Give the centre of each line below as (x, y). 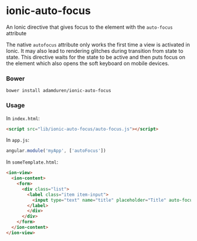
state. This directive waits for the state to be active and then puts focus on (96, 57)
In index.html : (23, 118)
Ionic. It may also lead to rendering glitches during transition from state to (95, 50)
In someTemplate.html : (32, 162)
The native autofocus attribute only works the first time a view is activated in (98, 45)
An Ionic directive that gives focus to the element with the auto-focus (89, 27)
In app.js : (18, 140)
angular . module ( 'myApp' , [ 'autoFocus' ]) (56, 151)
